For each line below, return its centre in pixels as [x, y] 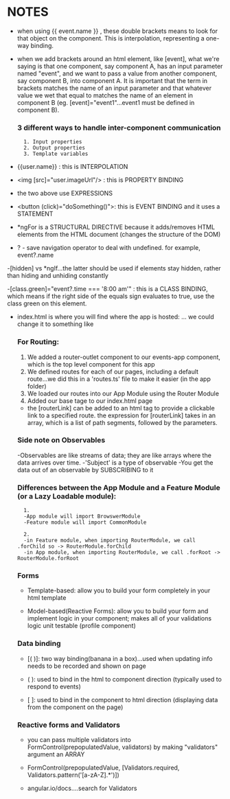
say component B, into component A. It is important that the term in [112, 80]
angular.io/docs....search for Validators [82, 788]
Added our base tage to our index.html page [90, 401]
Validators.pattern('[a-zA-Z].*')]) [73, 775]
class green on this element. [47, 303]
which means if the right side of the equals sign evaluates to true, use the [111, 297]
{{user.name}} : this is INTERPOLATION [72, 167]
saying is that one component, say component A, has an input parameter [120, 66]
